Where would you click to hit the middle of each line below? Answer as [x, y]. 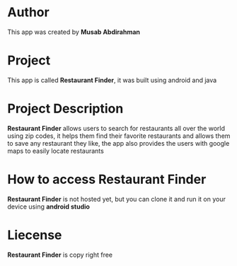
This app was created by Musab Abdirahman [74, 32]
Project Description [65, 109]
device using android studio [49, 207]
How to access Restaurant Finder [107, 179]
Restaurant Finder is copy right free [60, 255]
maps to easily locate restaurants [56, 151]
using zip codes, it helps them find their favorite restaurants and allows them [119, 136]
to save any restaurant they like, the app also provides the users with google [118, 143]
